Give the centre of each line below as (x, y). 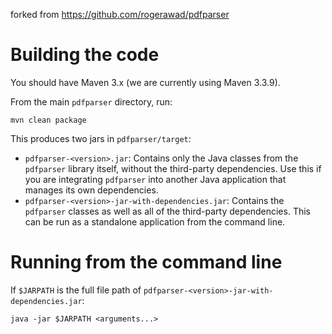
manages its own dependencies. (91, 190)
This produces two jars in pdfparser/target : (101, 138)
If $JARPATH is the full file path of (76, 290)
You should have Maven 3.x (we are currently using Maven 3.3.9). (145, 82)
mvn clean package (48, 120)
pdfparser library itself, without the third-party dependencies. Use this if (173, 168)
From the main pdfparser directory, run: (91, 101)
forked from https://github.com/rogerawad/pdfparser (120, 14)
